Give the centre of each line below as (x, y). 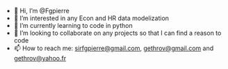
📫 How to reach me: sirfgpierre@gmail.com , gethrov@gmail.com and (114, 48)
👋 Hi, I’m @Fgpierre (41, 11)
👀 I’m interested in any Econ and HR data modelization (91, 18)
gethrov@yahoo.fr (40, 58)
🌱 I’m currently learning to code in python (73, 25)
